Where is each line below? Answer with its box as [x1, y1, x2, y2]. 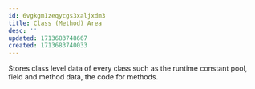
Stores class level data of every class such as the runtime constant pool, [8, 63, 248, 73]
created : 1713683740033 [8, 42, 88, 50]
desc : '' [8, 26, 38, 34]
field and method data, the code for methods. [8, 72, 159, 82]
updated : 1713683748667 [8, 34, 88, 42]
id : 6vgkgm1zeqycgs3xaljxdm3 [8, 11, 106, 20]
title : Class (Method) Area [8, 19, 103, 27]
